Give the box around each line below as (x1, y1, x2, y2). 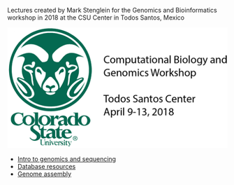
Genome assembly (17, 170, 72, 178)
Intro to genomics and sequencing (17, 154, 117, 163)
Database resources (17, 162, 76, 170)
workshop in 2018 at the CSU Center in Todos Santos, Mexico (7, 13, 185, 22)
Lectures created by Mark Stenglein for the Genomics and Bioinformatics (7, 6, 218, 14)
